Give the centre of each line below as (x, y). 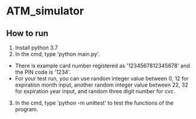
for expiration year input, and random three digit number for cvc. (95, 91)
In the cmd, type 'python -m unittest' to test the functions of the (94, 103)
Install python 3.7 (36, 47)
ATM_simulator (45, 11)
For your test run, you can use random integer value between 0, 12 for (102, 78)
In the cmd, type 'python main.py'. (58, 54)
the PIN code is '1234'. (43, 72)
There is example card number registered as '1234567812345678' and (102, 66)
